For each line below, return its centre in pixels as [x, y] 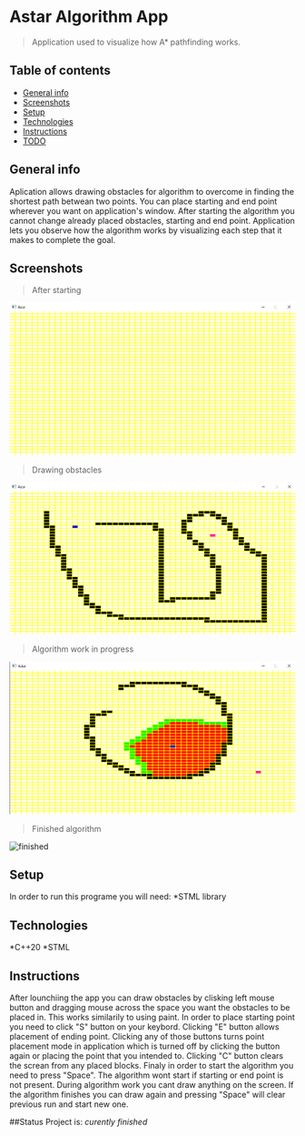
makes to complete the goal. [63, 239]
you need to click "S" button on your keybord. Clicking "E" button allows [144, 1027]
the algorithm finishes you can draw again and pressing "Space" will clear [148, 1094]
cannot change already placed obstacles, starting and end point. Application [152, 220]
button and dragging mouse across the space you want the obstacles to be [150, 1007]
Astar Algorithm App [89, 17]
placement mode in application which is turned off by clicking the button [145, 1046]
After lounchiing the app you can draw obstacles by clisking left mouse [142, 998]
